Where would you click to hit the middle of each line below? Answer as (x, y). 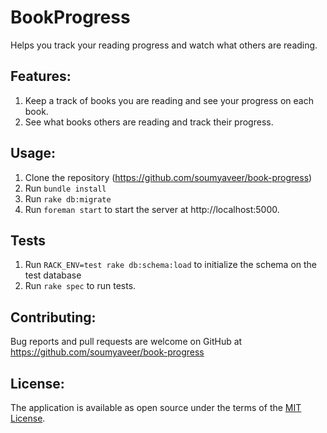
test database (53, 275)
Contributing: (53, 317)
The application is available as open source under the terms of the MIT (156, 407)
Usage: (33, 153)
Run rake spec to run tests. (80, 286)
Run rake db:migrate (68, 198)
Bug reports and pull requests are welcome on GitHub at (126, 342)
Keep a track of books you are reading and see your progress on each (169, 100)
